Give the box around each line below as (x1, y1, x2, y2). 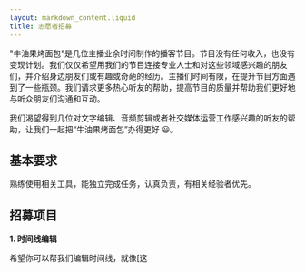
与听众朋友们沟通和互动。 (9, 92, 105, 104)
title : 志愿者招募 (9, 22, 73, 31)
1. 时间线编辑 (9, 233, 57, 245)
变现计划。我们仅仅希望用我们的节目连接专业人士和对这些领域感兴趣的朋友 (9, 59, 288, 70)
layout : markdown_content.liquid (9, 13, 136, 23)
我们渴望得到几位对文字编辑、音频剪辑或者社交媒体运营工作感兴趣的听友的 (9, 112, 288, 123)
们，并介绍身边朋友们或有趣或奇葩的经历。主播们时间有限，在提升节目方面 (9, 70, 288, 82)
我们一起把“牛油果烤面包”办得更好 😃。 (33, 123, 179, 134)
